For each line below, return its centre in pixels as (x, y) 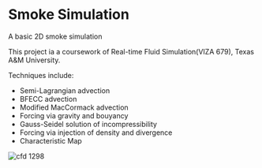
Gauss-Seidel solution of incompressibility (88, 124)
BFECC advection (48, 99)
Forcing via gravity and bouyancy (74, 115)
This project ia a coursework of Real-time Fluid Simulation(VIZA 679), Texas (131, 51)
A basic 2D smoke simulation (55, 36)
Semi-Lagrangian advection (65, 90)
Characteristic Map (51, 140)
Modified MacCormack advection (74, 107)
